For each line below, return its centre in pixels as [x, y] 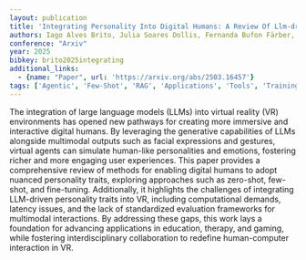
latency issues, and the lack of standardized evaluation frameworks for [143, 208]
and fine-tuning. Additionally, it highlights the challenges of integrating [162, 189]
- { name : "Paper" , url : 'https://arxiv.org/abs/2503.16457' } [136, 78]
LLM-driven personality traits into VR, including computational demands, [145, 199]
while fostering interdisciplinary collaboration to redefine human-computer [149, 237]
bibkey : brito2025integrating [67, 60]
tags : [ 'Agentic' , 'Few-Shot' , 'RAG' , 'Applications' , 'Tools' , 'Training [154, 86]
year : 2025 [30, 52]
